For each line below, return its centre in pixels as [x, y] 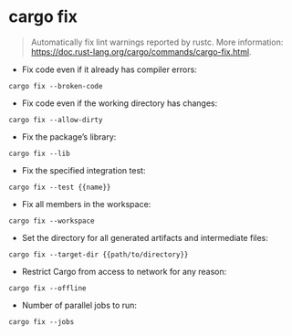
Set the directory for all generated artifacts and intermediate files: [145, 237]
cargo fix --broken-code [56, 86]
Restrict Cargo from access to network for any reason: [124, 271]
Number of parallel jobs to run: [79, 305]
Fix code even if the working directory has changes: [120, 103]
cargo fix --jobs [42, 321]
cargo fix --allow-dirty [56, 120]
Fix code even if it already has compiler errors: [109, 69]
